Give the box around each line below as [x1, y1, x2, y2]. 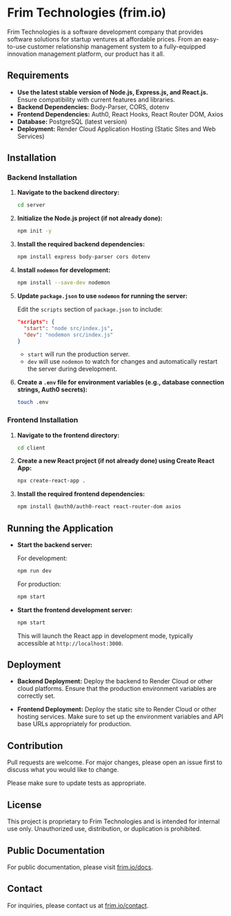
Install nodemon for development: [17, 266, 111, 274]
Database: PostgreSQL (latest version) [17, 117, 128, 126]
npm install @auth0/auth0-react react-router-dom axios [17, 503, 181, 510]
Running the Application [7, 523, 114, 534]
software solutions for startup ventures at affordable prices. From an [7, 35, 201, 43]
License [7, 799, 42, 810]
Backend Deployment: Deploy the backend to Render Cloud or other [17, 677, 213, 685]
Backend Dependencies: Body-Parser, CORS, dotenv [17, 102, 170, 111]
